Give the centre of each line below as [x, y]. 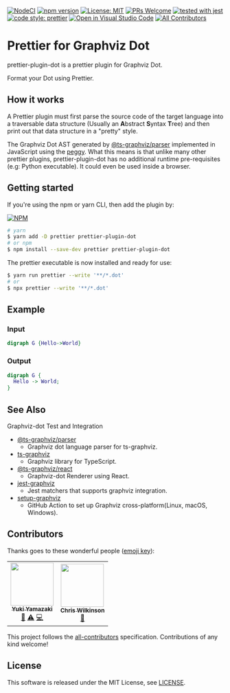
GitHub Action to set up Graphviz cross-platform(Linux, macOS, [117, 505]
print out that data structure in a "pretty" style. [73, 131]
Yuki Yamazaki [32, 609]
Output [19, 361]
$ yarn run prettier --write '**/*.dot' [66, 275]
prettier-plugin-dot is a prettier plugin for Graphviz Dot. [85, 65]
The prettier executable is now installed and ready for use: [90, 263]
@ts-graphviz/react [45, 469]
